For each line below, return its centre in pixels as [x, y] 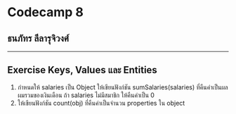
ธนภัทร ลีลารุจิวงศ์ [38, 38]
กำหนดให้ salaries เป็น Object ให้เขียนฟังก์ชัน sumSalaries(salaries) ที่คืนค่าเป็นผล [123, 87]
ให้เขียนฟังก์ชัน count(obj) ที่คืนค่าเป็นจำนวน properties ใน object [101, 103]
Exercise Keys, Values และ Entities [83, 70]
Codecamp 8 [46, 12]
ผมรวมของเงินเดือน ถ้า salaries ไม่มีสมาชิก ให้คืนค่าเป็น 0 [86, 95]
